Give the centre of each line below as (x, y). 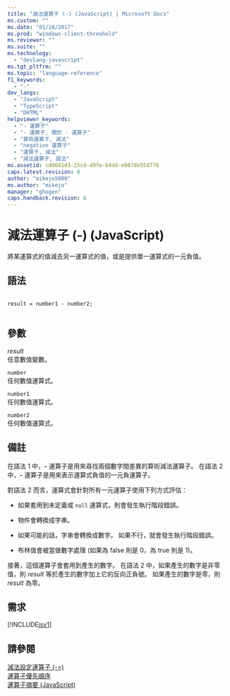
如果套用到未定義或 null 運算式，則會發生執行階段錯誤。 (100, 505)
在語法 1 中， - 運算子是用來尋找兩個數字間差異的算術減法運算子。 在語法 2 (115, 466)
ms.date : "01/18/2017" (41, 27)
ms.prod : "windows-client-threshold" (63, 34)
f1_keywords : (26, 80)
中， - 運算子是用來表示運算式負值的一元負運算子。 (81, 474)
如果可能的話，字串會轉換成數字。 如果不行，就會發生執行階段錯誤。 (117, 535)
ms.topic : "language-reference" (55, 73)
